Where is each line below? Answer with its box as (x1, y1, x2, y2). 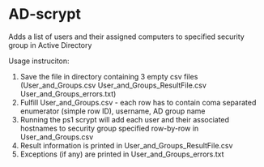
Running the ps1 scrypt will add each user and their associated (19, 114, 229, 124)
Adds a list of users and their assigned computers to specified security (8, 32, 245, 41)
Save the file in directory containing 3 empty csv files (19, 71, 198, 81)
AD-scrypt (8, 5, 81, 24)
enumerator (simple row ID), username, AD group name (19, 106, 206, 116)
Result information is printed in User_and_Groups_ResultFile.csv (19, 140, 233, 150)
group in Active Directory (8, 40, 92, 49)
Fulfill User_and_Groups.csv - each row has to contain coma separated (19, 97, 257, 107)
